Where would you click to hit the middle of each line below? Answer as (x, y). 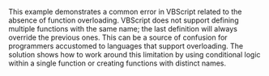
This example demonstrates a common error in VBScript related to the (125, 12)
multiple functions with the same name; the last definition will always (123, 29)
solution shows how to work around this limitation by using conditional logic (134, 55)
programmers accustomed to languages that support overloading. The (126, 46)
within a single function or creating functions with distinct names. (117, 63)
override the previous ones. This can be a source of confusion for (118, 37)
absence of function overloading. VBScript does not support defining (124, 20)
